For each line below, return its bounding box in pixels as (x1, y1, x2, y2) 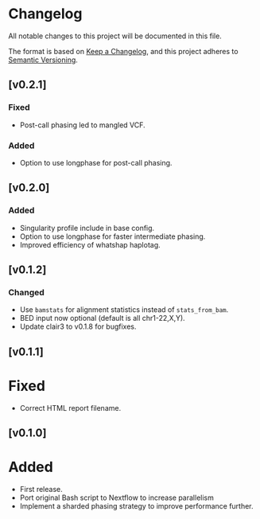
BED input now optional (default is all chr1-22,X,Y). (19, 314, 185, 323)
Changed (8, 287, 45, 298)
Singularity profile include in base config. (19, 223, 155, 232)
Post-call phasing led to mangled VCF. (19, 120, 146, 130)
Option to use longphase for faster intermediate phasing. (19, 232, 206, 241)
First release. (19, 484, 63, 494)
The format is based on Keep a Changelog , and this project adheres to (8, 46, 239, 56)
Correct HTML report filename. (19, 403, 122, 412)
